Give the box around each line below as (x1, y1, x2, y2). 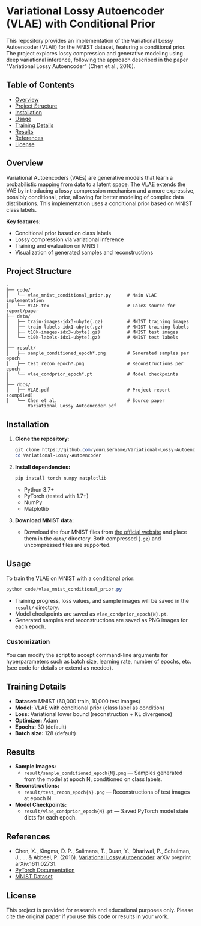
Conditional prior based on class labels (14, 229, 112, 236)
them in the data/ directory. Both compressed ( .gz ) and (23, 534, 161, 542)
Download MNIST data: (14, 516, 74, 524)
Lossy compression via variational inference (14, 236, 124, 243)
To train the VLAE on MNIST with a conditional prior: (6, 575, 135, 582)
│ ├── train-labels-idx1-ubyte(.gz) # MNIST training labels (6, 324, 189, 330)
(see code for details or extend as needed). (6, 664, 113, 671)
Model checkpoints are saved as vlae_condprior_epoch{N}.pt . (14, 610, 169, 617)
